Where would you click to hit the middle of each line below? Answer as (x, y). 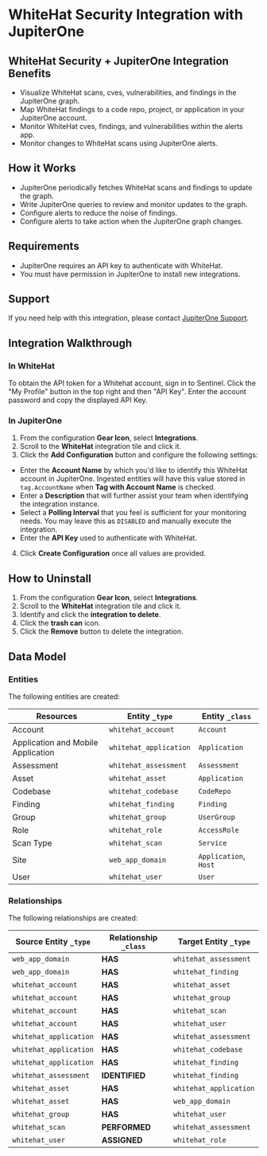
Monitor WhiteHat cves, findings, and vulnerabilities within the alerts (132, 126)
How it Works (42, 168)
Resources (57, 716)
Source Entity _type (53, 942)
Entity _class (226, 716)
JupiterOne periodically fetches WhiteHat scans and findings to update (136, 187)
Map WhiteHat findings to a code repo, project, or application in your (132, 109)
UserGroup (217, 817)
